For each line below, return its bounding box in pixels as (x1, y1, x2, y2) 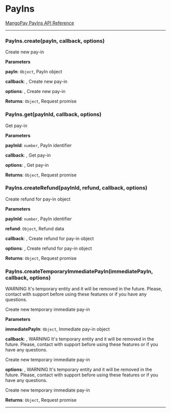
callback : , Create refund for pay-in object (5, 235, 94, 242)
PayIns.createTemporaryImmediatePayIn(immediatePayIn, (5, 268, 153, 275)
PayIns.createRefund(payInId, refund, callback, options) (5, 184, 148, 191)
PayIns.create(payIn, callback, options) (5, 37, 105, 44)
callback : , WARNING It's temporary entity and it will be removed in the (5, 336, 154, 342)
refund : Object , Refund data (5, 225, 65, 231)
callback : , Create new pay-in (5, 78, 68, 84)
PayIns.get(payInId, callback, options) (5, 111, 102, 118)
